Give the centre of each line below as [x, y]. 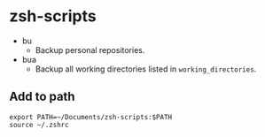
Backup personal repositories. [90, 49]
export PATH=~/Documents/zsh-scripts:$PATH [91, 117]
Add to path [42, 97]
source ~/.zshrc [39, 125]
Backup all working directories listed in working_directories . [146, 69]
